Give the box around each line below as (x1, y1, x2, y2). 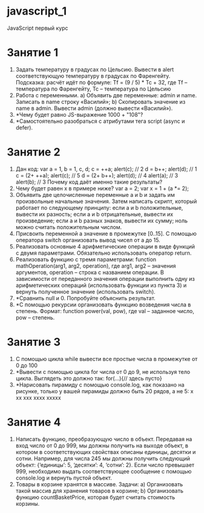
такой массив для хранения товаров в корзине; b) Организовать (15, 487, 183, 494)
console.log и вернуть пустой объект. (15, 474, 113, 481)
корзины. (15, 500, 40, 507)
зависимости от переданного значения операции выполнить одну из (15, 275, 196, 282)
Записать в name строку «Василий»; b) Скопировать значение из (15, 98, 186, 105)
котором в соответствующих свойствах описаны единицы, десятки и (15, 448, 196, 455)
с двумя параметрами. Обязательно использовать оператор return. (15, 249, 192, 256)
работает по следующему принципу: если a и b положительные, (15, 204, 183, 211)
